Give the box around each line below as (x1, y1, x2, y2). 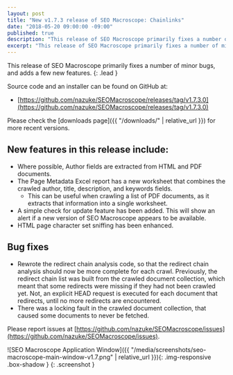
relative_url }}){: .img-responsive (118, 353, 212, 361)
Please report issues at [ (7, 324, 77, 333)
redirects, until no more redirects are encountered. (17, 296, 162, 305)
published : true (7, 29, 54, 37)
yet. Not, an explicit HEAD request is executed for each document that (17, 289, 218, 297)
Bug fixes (7, 241, 49, 253)
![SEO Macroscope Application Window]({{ (7, 345, 130, 354)
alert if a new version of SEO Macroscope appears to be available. (17, 213, 207, 222)
